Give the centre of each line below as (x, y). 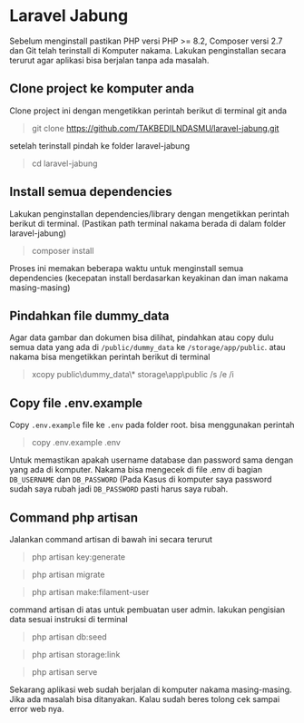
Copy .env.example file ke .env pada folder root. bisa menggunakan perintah (152, 425)
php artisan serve (64, 672)
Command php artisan (74, 518)
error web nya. (37, 709)
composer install (63, 250)
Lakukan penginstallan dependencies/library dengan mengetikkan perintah (150, 213)
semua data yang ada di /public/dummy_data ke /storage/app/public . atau (147, 347)
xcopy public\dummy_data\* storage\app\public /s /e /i (132, 375)
